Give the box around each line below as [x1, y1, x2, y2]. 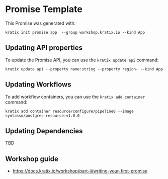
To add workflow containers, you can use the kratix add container [5, 94, 145, 100]
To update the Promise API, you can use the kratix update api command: [5, 57, 159, 63]
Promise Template [5, 4, 83, 15]
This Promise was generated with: [5, 20, 76, 26]
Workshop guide [5, 154, 59, 163]
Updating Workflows [5, 80, 71, 89]
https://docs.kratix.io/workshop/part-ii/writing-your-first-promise [12, 168, 148, 174]
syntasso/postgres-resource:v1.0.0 [5, 113, 80, 118]
